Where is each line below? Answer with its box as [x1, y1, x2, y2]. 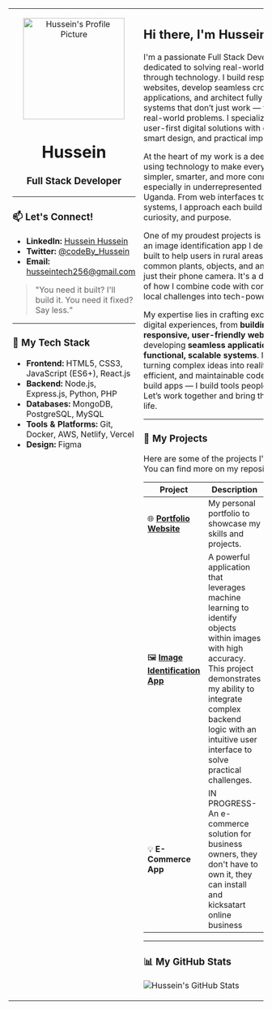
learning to [207, 602, 249, 613]
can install [207, 879, 247, 891]
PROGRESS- [207, 798, 257, 810]
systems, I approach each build [142, 201, 262, 213]
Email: [26, 256, 50, 267]
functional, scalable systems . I [142, 349, 264, 360]
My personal [207, 498, 257, 509]
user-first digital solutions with [142, 122, 261, 133]
